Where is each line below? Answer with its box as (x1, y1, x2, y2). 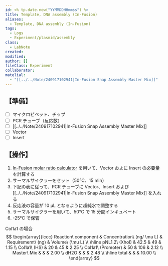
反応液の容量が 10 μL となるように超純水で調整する (12, 202, 118, 208)
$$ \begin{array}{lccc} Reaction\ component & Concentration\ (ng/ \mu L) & (6, 233, 163, 239)
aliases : (5, 17, 24, 22)
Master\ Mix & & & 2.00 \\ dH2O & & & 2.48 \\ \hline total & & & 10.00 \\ (12, 249, 156, 255)
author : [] (5, 59, 28, 64)
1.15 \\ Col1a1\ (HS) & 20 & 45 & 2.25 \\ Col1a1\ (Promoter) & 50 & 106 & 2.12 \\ (6, 244, 163, 250)
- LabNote (10, 45, 30, 50)
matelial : (5, 73, 26, 78)
